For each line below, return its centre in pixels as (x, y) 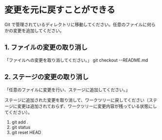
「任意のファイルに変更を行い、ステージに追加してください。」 (67, 90)
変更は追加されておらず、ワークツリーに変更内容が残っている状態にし (87, 106)
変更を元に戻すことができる (60, 10)
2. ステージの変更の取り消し (47, 77)
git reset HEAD (27, 132)
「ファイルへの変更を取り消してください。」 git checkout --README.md (76, 60)
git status (21, 127)
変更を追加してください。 (38, 30)
